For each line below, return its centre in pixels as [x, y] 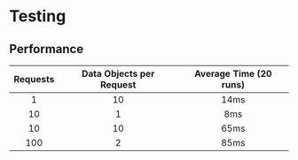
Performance [47, 49]
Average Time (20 [233, 74]
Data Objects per [118, 74]
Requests [34, 79]
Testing [38, 16]
